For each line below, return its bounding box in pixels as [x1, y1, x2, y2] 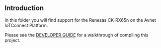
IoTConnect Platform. [4, 22, 48, 28]
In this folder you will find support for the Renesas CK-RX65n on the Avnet [4, 17, 156, 23]
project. [4, 37, 21, 43]
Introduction [4, 4, 44, 12]
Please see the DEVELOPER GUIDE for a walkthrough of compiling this [4, 32, 149, 38]
